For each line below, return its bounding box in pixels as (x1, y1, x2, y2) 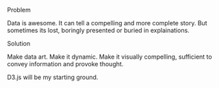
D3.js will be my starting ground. (7, 73, 99, 81)
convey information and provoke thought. (7, 60, 124, 68)
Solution (7, 40, 31, 47)
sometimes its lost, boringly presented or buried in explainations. (7, 27, 190, 34)
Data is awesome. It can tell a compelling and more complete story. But (7, 19, 207, 27)
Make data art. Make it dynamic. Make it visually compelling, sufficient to (7, 53, 212, 61)
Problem (7, 6, 31, 14)
